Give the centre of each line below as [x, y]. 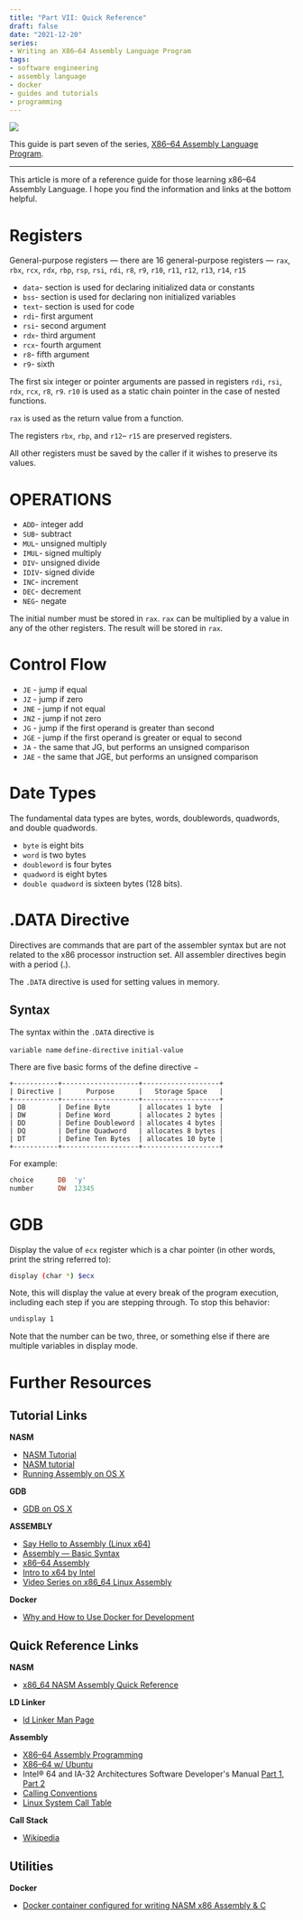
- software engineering [54, 69]
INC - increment [50, 582]
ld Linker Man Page [58, 1720]
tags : [19, 60]
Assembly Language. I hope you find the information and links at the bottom [150, 190]
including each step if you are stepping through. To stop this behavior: [140, 1303]
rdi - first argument [58, 316]
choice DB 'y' [48, 1180]
